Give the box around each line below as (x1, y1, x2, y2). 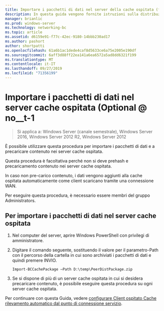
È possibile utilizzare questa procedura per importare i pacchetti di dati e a (5, 143, 155, 149)
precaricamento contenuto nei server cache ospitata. (5, 163, 112, 169)
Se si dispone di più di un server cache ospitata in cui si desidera (12, 275, 143, 281)
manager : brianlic (5, 16, 42, 21)
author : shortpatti (5, 43, 45, 48)
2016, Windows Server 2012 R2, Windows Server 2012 (17, 134, 126, 140)
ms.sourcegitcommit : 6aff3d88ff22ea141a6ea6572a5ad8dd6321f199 (5, 52, 137, 58)
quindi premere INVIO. (12, 257, 57, 263)
